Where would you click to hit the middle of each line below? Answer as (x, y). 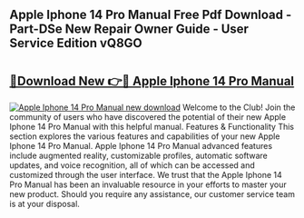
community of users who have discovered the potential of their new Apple (148, 117)
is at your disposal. (44, 204)
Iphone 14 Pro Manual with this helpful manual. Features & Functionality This (152, 127)
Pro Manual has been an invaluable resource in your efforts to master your (148, 184)
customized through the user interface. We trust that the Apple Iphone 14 (146, 175)
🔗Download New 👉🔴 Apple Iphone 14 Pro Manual (152, 81)
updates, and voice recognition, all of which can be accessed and (132, 165)
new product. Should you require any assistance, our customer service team (152, 194)
